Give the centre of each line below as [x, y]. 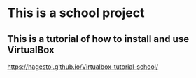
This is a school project [76, 13]
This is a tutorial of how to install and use [98, 39]
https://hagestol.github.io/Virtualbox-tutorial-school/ [83, 67]
